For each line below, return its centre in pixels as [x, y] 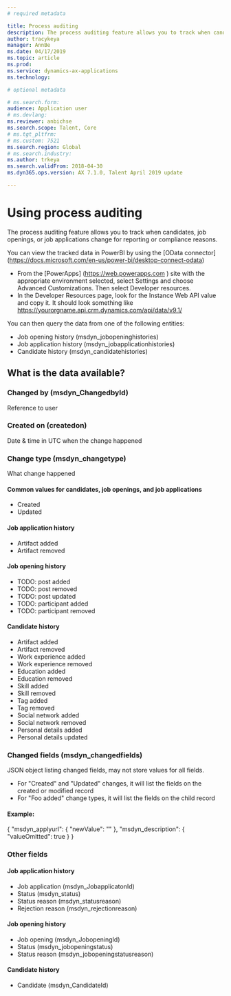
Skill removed [36, 693]
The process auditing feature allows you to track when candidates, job [107, 232]
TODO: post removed [47, 589]
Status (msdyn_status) [49, 893]
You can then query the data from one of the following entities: [96, 323]
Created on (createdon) [47, 426]
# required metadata [37, 13]
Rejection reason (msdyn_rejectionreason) [77, 908]
